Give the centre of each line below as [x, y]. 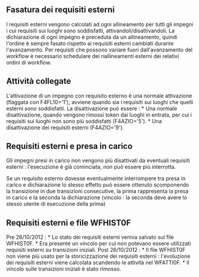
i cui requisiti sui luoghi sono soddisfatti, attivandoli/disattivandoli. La [91, 31]
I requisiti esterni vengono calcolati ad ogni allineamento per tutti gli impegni [100, 24]
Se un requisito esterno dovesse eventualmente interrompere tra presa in [96, 178]
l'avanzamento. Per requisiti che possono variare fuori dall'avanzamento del [99, 50]
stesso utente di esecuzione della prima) [56, 204]
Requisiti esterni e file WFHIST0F [69, 223]
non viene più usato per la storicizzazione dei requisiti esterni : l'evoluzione [98, 256]
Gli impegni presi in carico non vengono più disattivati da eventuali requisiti [98, 160]
